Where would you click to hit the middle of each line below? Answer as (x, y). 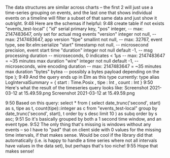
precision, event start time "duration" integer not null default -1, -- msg (79, 50)
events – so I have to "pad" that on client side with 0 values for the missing (83, 130)
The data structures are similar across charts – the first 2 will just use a (79, 7)
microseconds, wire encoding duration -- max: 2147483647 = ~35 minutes (83, 66)
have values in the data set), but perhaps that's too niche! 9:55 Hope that (82, 146)
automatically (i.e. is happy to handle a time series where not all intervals (81, 140)
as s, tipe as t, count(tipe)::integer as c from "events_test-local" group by (81, 108)
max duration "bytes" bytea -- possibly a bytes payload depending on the (82, 72)
